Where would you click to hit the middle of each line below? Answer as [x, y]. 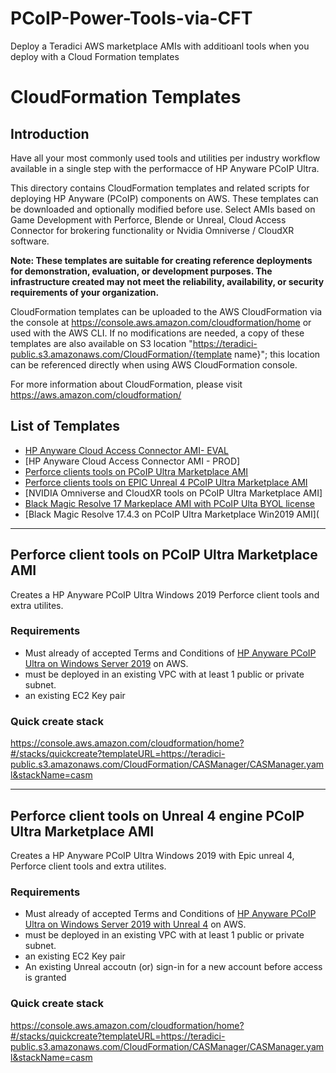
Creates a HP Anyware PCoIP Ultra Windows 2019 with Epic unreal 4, [152, 855]
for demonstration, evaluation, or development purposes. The [141, 271]
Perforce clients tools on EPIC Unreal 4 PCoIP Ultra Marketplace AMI [166, 482]
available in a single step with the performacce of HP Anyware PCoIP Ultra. [165, 168]
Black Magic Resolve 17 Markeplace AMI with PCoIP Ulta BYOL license [169, 503]
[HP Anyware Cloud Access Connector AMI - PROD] [132, 461]
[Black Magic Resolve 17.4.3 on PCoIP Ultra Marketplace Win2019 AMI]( [172, 514]
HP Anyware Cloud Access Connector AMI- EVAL [126, 450]
